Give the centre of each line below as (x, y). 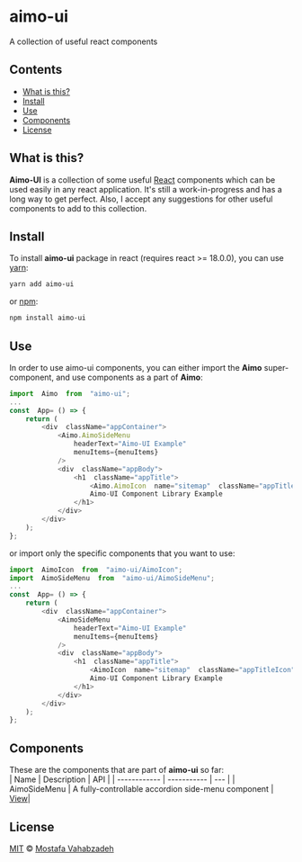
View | (20, 799)
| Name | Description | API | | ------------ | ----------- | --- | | (122, 779)
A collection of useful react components (84, 41)
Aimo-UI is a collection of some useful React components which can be (142, 180)
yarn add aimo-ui (42, 284)
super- (276, 367)
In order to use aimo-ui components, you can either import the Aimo (136, 367)
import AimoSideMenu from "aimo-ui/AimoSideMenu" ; (112, 578)
